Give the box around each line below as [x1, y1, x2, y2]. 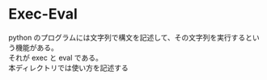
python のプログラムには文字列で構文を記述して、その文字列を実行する [8, 32, 246, 42]
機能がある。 [15, 42, 58, 53]
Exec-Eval [8, 5, 78, 23]
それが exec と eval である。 [8, 53, 103, 62]
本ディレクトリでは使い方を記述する [8, 62, 129, 73]
